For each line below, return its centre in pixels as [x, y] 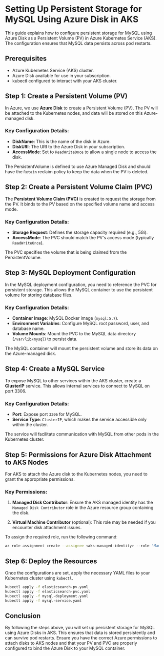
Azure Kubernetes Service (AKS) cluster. [53, 70]
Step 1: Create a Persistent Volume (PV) [66, 96]
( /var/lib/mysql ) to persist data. [45, 339]
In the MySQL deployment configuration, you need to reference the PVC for [81, 285]
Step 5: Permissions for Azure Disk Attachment [78, 455]
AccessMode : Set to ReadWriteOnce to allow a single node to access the [84, 152]
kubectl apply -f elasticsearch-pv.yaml [47, 587]
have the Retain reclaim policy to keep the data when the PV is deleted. [77, 171]
